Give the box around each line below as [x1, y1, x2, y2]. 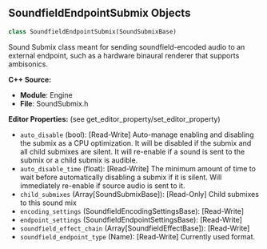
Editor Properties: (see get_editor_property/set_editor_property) [8, 114, 221, 123]
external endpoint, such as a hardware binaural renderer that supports [8, 50, 240, 60]
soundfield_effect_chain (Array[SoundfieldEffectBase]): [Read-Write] [19, 223, 250, 233]
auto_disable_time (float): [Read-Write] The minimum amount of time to [19, 163, 256, 173]
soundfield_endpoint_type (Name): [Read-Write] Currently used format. [19, 231, 256, 241]
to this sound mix [19, 198, 78, 207]
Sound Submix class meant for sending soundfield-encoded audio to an [8, 42, 245, 51]
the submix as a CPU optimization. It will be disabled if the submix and [19, 138, 252, 147]
